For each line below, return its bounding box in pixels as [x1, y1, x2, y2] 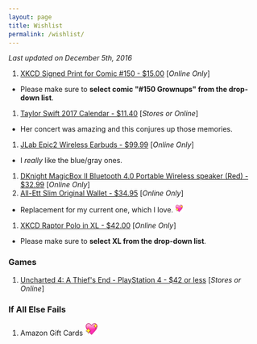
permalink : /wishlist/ [8, 30, 85, 38]
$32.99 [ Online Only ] [19, 180, 90, 190]
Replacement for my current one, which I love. [19, 205, 174, 215]
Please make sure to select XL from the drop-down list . [19, 237, 207, 246]
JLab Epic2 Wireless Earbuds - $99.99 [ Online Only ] [19, 140, 195, 149]
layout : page [8, 13, 52, 21]
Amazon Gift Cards [19, 328, 83, 338]
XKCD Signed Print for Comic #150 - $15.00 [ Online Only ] [19, 69, 211, 78]
